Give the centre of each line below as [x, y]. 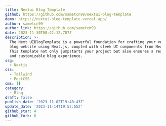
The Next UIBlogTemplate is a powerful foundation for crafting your [83, 42]
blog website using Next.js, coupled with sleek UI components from [82, 47]
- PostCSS [20, 79]
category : [15, 88]
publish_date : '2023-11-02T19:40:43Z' [45, 102]
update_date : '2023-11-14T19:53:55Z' [44, 107]
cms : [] [13, 83]
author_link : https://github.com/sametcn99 [51, 28]
